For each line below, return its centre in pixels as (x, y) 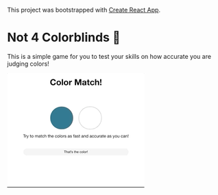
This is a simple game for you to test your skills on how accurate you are (109, 56)
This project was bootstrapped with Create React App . (84, 10)
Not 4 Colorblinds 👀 (64, 38)
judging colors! (28, 64)
